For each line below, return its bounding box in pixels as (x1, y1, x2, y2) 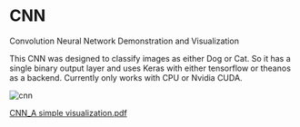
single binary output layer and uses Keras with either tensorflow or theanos (9, 63, 291, 73)
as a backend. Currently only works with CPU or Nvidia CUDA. (9, 72, 243, 83)
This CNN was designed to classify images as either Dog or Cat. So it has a (9, 53, 291, 63)
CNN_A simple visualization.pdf (9, 107, 127, 118)
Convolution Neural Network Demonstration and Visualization (9, 35, 239, 46)
